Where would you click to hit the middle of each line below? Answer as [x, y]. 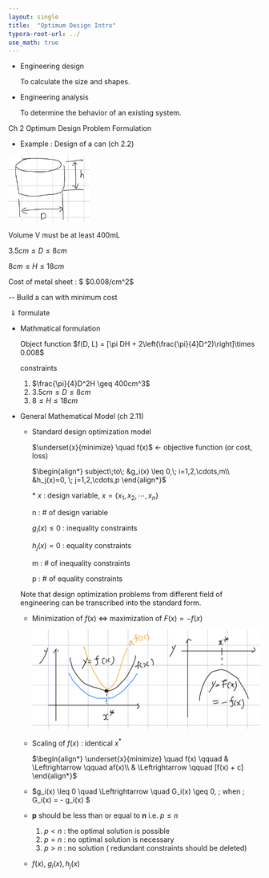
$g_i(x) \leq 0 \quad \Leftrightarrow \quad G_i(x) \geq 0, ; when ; [138, 791]
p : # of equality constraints [77, 579]
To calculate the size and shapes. [75, 82]
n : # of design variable [70, 513]
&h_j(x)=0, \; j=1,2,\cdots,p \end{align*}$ [99, 480]
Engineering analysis [54, 97]
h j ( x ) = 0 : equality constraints [82, 547]
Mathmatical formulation [60, 328]
